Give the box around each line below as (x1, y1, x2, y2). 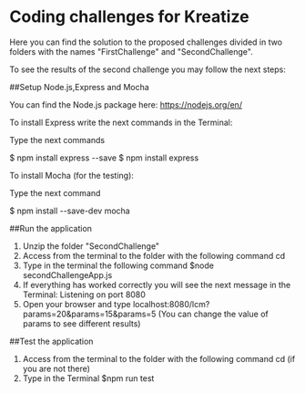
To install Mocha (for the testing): (9, 170, 135, 181)
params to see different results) (22, 317, 141, 329)
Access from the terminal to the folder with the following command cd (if (22, 353, 296, 364)
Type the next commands (9, 134, 106, 145)
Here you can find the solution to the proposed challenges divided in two (9, 36, 283, 47)
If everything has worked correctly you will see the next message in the (22, 279, 291, 290)
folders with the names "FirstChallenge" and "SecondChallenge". (9, 46, 253, 57)
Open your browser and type (22, 298, 131, 309)
